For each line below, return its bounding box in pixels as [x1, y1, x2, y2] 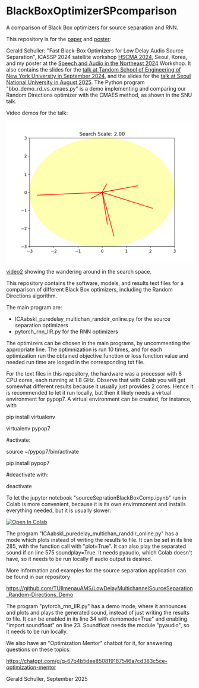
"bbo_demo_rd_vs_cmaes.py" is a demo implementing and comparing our [6, 85, 187, 92]
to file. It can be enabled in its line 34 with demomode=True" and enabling [6, 615, 188, 622]
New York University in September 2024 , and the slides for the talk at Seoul [6, 72, 191, 79]
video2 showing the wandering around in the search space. [6, 268, 152, 275]
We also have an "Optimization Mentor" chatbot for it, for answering [6, 639, 172, 646]
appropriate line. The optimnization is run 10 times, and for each [6, 346, 162, 353]
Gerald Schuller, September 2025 [6, 675, 88, 682]
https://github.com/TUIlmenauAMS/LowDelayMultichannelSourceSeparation [6, 584, 193, 591]
